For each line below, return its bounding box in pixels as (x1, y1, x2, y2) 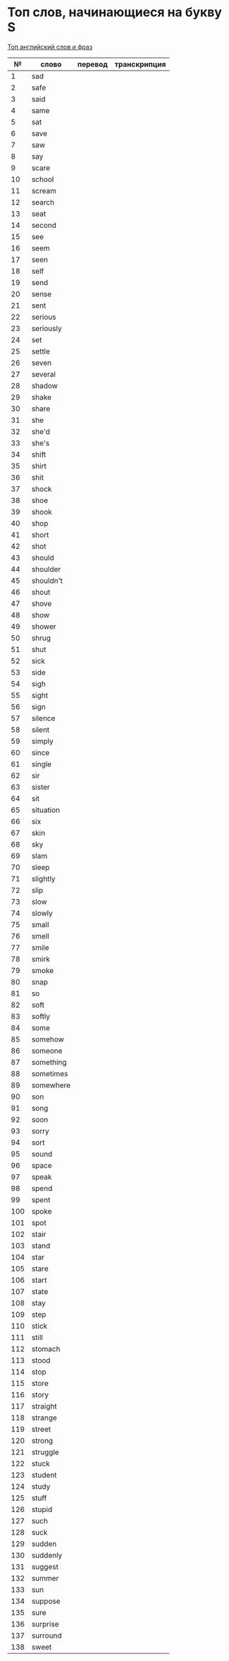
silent (31, 725, 50, 735)
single (31, 759, 51, 769)
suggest (31, 1562, 58, 1571)
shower (31, 622, 56, 632)
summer (31, 1573, 59, 1583)
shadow (31, 380, 58, 390)
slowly (31, 908, 53, 918)
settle (31, 346, 51, 356)
